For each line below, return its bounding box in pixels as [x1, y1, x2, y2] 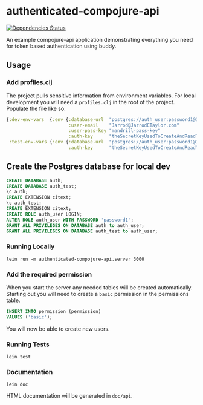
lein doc [6, 381, 28, 388]
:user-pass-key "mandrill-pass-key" [68, 128, 161, 134]
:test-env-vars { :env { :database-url [8, 139, 104, 145]
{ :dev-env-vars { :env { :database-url [6, 116, 104, 122]
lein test [6, 354, 31, 360]
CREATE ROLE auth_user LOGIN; [6, 211, 83, 217]
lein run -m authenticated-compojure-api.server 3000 [6, 256, 145, 262]
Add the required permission [6, 270, 92, 278]
